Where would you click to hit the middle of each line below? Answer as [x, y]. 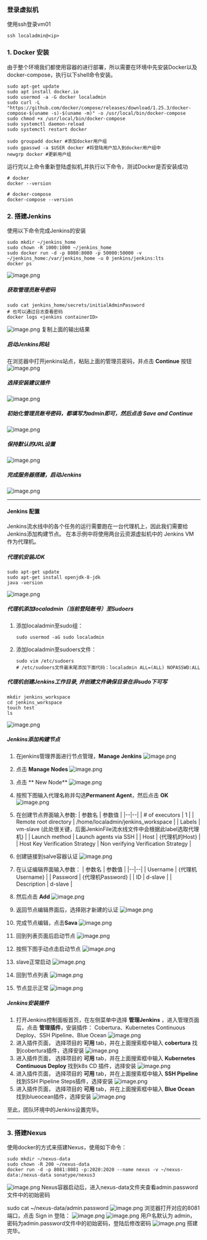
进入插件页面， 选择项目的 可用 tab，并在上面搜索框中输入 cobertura [103, 1043]
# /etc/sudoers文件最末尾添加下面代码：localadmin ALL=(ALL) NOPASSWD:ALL [108, 668]
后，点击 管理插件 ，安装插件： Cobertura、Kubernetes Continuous [100, 1027]
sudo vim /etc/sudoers [45, 661]
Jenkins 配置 [24, 512]
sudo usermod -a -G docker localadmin [57, 97]
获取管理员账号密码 [31, 290]
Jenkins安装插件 [28, 1003]
